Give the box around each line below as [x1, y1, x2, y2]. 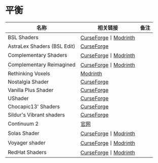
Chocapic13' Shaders [8, 103, 60, 110]
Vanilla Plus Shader [8, 86, 54, 93]
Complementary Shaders [8, 51, 67, 58]
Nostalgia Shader [8, 78, 49, 85]
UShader [8, 94, 29, 102]
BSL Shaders [8, 34, 39, 41]
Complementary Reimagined [8, 61, 76, 68]
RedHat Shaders [8, 148, 47, 155]
